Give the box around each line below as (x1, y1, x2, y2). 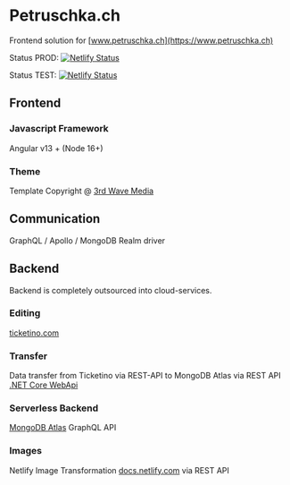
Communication (9, 211, 101, 226)
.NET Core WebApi (9, 379, 79, 390)
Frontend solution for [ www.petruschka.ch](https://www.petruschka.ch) (9, 35, 274, 46)
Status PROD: (9, 52, 60, 63)
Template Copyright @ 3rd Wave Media (9, 185, 154, 196)
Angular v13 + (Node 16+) (9, 142, 104, 153)
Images (9, 445, 43, 457)
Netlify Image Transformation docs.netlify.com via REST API (9, 464, 230, 475)
